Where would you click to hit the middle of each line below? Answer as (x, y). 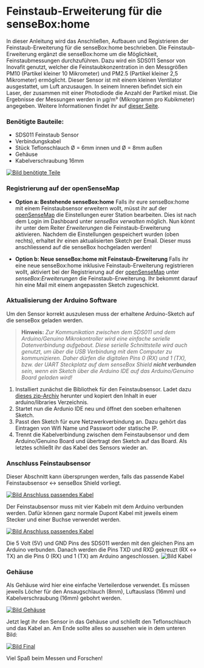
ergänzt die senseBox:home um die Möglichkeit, (98, 54)
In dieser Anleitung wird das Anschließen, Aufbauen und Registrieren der (97, 41)
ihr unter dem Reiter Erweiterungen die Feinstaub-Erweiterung (93, 227)
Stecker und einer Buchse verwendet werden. (64, 520)
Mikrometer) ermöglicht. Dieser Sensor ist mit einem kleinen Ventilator (94, 80)
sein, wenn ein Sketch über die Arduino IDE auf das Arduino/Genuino (107, 371)
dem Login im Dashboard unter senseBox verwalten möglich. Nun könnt (105, 221)
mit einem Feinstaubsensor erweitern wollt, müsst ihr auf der (91, 208)
